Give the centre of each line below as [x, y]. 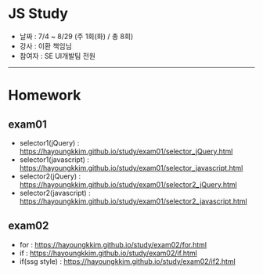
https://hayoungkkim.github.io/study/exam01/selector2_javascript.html [133, 201]
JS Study [38, 14]
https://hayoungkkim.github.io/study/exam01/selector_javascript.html [131, 168]
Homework [45, 96]
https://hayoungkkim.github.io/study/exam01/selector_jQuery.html [126, 151]
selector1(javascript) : [54, 159]
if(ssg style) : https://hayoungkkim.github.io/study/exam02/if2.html [128, 261]
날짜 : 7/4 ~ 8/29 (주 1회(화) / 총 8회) [76, 36]
